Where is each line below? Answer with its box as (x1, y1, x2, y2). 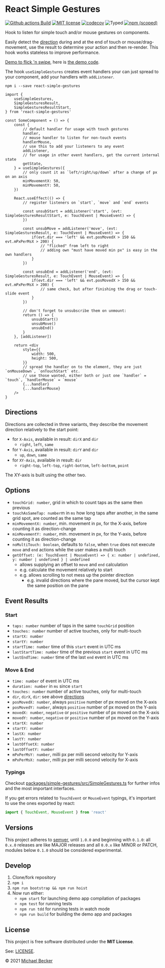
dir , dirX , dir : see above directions (12, 693, 85, 700)
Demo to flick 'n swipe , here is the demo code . (5, 59, 100, 65)
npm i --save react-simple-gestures (5, 83, 80, 88)
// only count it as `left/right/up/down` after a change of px (23, 169, 158, 175)
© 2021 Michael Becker (5, 958, 53, 964)
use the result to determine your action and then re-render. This (29, 44, 159, 50)
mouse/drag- (127, 39, 154, 45)
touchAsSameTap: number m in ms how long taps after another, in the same (12, 510, 159, 516)
